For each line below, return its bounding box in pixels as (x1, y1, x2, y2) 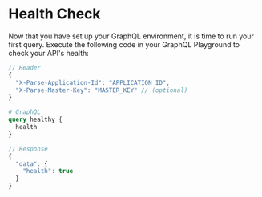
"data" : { (15, 159, 48, 168)
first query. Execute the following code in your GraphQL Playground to (8, 39, 240, 49)
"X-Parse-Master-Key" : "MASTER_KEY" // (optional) (15, 86, 188, 94)
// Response (8, 145, 48, 153)
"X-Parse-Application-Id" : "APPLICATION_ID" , (15, 78, 171, 86)
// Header (8, 63, 42, 72)
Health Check (8, 5, 102, 23)
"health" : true (22, 167, 74, 175)
